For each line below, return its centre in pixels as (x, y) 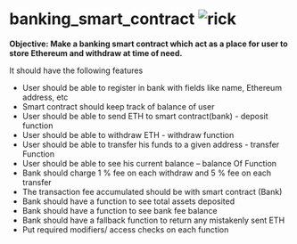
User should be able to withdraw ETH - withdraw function (128, 134)
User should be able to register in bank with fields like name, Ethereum (152, 87)
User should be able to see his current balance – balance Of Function (149, 163)
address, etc (45, 97)
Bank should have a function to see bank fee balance (120, 210)
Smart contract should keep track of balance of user (118, 106)
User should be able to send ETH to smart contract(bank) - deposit (145, 116)
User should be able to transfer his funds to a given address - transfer (151, 144)
